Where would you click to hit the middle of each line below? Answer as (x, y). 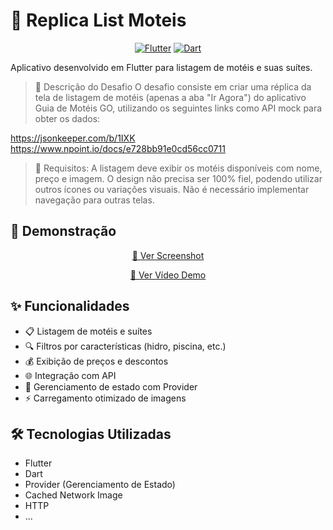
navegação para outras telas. (94, 200)
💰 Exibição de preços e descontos (96, 361)
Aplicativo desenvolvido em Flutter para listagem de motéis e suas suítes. (161, 67)
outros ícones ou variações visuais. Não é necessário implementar (172, 189)
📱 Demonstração (63, 231)
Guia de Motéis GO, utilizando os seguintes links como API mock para (178, 108)
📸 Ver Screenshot (168, 255)
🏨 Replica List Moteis (98, 20)
